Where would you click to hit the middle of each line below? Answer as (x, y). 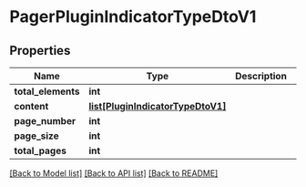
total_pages (40, 151)
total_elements (47, 91)
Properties (40, 51)
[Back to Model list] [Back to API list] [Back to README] (114, 173)
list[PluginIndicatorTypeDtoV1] (158, 106)
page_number (45, 121)
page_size (36, 136)
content (31, 106)
